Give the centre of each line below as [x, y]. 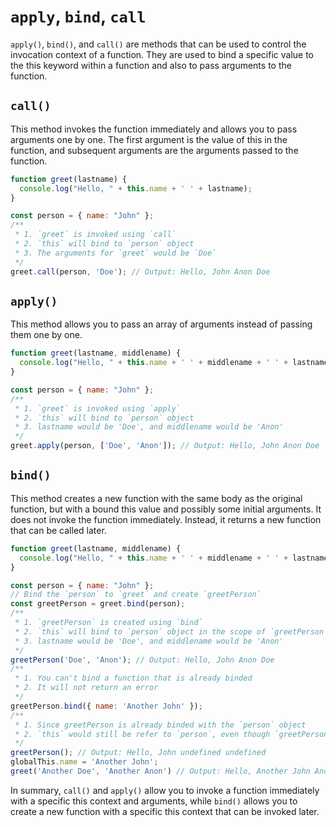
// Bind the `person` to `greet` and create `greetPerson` [136, 595]
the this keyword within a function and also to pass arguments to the [151, 65]
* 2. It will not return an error [86, 688]
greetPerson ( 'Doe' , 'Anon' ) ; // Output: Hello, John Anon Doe [142, 660]
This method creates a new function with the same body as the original [156, 498]
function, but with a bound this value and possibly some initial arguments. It [166, 509]
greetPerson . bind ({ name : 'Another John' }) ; [106, 706]
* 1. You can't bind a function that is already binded [133, 678]
